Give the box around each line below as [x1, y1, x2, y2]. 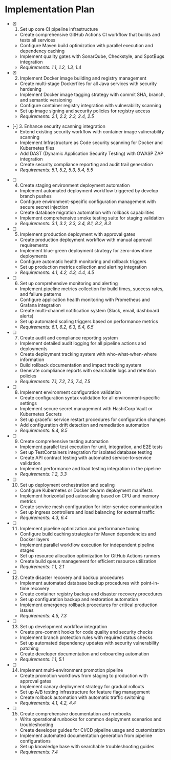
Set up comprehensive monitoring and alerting [19, 280, 118, 286]
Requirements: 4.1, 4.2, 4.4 [19, 699, 76, 706]
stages [19, 547, 34, 553]
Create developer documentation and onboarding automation [19, 650, 149, 657]
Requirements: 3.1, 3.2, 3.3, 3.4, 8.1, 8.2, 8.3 [19, 220, 111, 226]
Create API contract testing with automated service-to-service [19, 454, 152, 461]
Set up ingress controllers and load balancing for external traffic [19, 509, 155, 515]
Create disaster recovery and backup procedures [19, 574, 124, 581]
